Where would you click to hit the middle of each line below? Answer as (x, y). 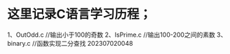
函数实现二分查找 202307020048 (84, 43)
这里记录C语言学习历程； (80, 14)
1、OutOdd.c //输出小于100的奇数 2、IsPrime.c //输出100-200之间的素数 (111, 35)
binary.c (19, 43)
